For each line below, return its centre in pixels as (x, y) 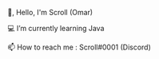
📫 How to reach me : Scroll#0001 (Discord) (79, 47)
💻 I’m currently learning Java (56, 28)
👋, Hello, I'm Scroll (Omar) (50, 12)
